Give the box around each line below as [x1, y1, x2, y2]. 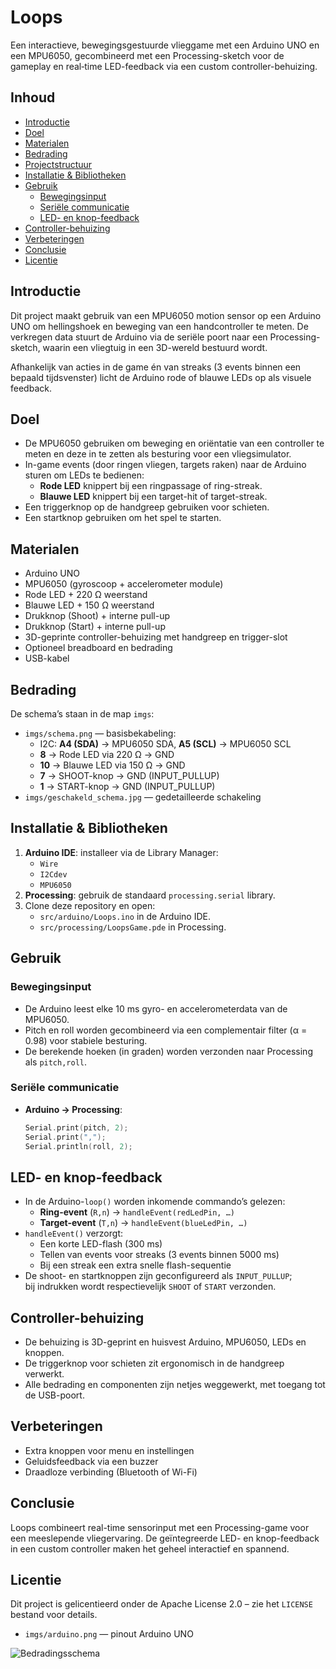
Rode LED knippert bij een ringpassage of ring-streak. [39, 480, 263, 492]
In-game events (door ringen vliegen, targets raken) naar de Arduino [24, 459, 307, 471]
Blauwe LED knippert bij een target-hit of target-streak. [39, 491, 268, 503]
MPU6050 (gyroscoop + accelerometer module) [24, 578, 224, 590]
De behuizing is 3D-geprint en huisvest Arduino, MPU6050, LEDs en [24, 1336, 307, 1348]
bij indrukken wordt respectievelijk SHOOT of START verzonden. [24, 1281, 277, 1293]
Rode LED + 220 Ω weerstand [24, 589, 148, 601]
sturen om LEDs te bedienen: [24, 469, 145, 481]
